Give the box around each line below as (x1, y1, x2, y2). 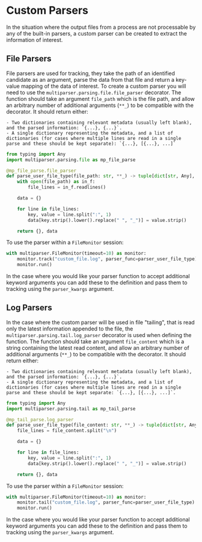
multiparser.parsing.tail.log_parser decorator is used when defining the (6, 331, 192, 338)
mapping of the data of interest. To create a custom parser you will (20, 82, 186, 90)
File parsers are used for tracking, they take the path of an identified (6, 70, 176, 77)
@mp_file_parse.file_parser (6, 168, 77, 174)
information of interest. (6, 36, 63, 43)
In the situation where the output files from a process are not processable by (6, 23, 196, 31)
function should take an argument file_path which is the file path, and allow (6, 95, 195, 102)
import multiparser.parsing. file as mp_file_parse (6, 157, 136, 163)
